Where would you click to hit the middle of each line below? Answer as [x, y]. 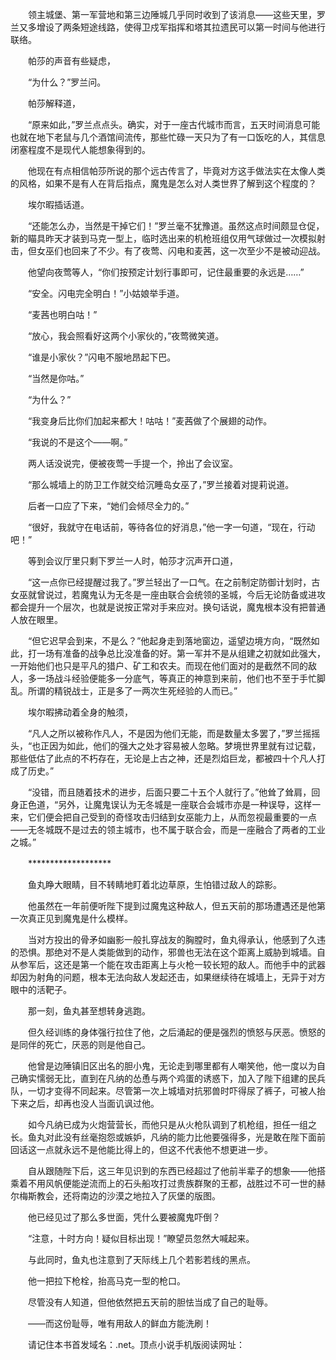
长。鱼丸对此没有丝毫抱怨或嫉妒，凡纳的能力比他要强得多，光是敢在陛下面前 [168, 1137]
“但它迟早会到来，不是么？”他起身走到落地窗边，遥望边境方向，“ [160, 641]
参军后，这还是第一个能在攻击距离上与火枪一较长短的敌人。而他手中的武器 [172, 964]
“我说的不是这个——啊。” [77, 442]
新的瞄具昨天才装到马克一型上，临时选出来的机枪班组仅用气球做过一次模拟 [163, 238]
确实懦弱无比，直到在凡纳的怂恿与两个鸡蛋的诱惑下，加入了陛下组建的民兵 [172, 1078]
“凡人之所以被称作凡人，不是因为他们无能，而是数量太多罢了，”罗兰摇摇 [174, 733]
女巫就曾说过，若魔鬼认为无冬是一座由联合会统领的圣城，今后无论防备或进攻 [168, 594]
